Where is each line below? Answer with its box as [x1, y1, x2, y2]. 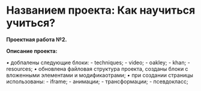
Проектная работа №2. [6, 36, 67, 43]
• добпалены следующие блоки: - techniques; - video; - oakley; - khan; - [6, 59, 190, 66]
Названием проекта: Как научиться [6, 4, 196, 17]
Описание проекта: [6, 47, 58, 54]
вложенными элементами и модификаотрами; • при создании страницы [6, 71, 194, 79]
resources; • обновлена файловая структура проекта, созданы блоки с [6, 65, 188, 72]
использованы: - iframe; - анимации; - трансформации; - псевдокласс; [6, 78, 188, 85]
